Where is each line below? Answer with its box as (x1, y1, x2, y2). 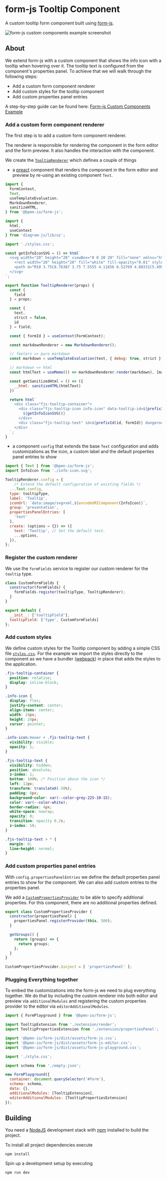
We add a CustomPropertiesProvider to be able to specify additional (5, 894, 144, 900)
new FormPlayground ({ (5, 1072, 50, 1077)
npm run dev (5, 1170, 30, 1175)
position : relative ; (9, 675, 52, 680)
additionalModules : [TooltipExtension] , (9, 1091, 94, 1096)
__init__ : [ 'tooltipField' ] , (9, 612, 70, 617)
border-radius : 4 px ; (9, 804, 52, 810)
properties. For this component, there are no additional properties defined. (5, 899, 158, 905)
